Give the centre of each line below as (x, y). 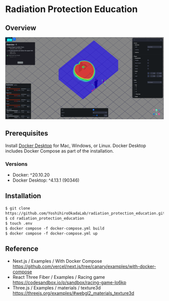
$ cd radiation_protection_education (45, 218)
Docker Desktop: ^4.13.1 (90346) (46, 180)
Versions (16, 164)
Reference (22, 249)
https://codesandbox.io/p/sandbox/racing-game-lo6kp (69, 282)
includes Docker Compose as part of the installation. (60, 151)
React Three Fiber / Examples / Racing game (59, 277)
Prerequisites (27, 134)
